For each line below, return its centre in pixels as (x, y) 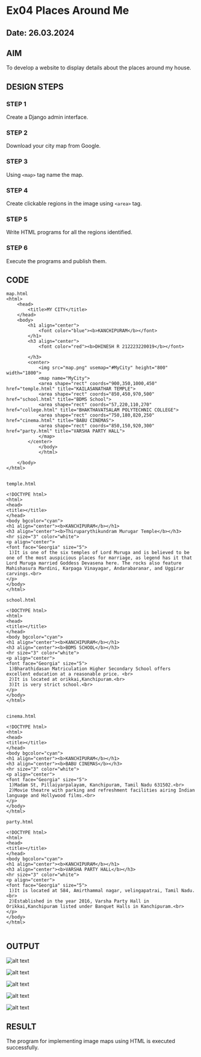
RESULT (21, 1027)
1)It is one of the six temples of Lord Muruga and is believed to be (99, 553)
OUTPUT (23, 946)
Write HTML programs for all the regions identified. (69, 232)
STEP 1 (16, 104)
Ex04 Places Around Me (68, 11)
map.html (17, 294)
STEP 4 (17, 190)
